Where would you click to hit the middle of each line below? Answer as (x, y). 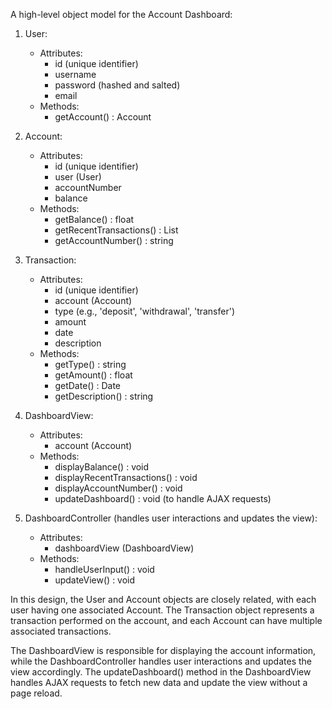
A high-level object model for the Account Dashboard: (121, 14)
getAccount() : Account (103, 117)
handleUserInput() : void (104, 569)
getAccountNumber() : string (114, 240)
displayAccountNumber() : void (118, 488)
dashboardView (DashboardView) (124, 548)
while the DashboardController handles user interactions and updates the (161, 661)
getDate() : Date (87, 385)
